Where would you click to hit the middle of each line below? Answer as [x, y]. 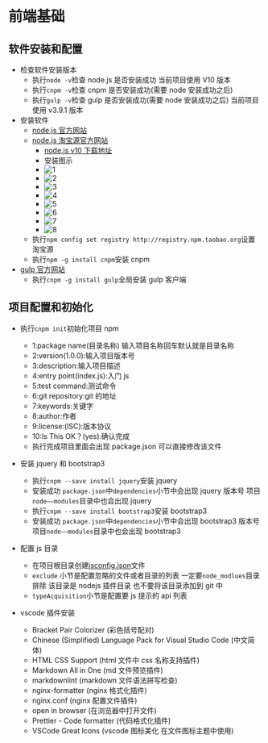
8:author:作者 [54, 415]
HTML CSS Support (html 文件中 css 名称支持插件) [115, 660]
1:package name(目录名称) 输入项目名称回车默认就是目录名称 [133, 345]
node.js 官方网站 [59, 130]
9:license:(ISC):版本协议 [72, 426]
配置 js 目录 [39, 548]
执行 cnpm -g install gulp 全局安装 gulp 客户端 [109, 280]
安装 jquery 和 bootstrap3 [62, 463]
